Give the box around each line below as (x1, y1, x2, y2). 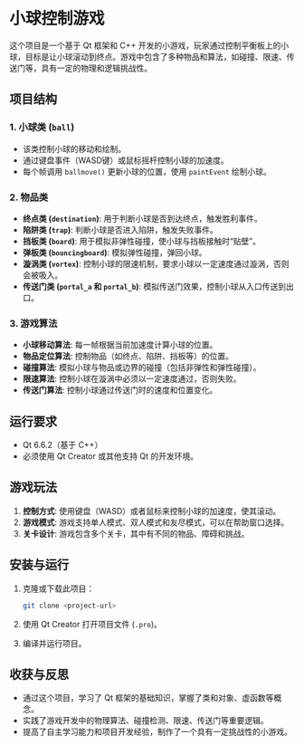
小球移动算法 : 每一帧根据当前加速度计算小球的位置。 (22, 339, 218, 350)
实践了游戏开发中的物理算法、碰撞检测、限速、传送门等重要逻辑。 (22, 715, 269, 726)
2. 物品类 (9, 191, 49, 204)
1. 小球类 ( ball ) (9, 121, 75, 134)
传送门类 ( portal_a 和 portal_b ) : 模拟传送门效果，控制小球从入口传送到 (22, 281, 287, 291)
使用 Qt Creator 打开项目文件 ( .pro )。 (22, 618, 163, 629)
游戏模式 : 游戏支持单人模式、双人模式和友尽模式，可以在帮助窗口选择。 (22, 517, 290, 528)
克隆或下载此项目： (22, 583, 95, 594)
